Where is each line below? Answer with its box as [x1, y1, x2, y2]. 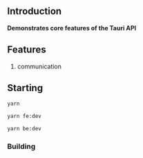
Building [7, 141, 36, 151]
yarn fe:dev [7, 113, 41, 120]
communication [17, 62, 62, 70]
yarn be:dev [7, 126, 41, 132]
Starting [7, 82, 44, 94]
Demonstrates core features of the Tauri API [7, 23, 137, 32]
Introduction [7, 6, 62, 17]
